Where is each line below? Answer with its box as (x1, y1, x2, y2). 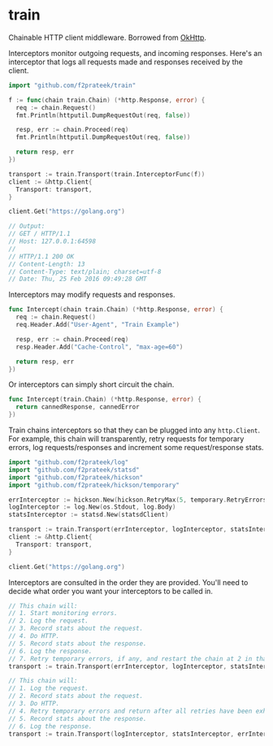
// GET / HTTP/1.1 (8, 230, 71, 238)
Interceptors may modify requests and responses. (8, 290, 175, 300)
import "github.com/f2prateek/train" (8, 81, 136, 89)
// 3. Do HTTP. (8, 700, 60, 708)
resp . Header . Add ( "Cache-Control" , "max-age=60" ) (15, 343, 184, 351)
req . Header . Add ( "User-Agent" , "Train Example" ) (15, 321, 180, 329)
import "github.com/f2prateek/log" (8, 458, 129, 466)
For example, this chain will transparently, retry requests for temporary (8, 434, 245, 444)
